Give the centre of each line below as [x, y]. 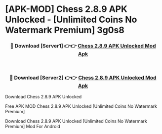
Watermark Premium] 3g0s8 [65, 30]
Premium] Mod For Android [33, 126]
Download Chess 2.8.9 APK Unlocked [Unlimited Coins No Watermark [76, 121]
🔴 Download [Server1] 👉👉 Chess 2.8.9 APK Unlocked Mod [83, 46]
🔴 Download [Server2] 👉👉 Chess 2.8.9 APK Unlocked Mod [83, 78]
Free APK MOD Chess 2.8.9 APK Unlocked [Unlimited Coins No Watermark [81, 106]
